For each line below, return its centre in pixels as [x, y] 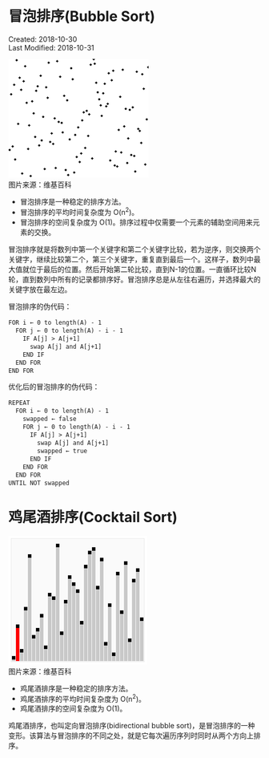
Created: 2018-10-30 [43, 39]
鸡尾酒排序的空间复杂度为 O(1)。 [73, 709]
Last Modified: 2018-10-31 [51, 47]
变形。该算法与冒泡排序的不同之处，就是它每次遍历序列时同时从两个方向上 [131, 736]
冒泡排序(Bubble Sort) [82, 16]
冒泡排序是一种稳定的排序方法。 [72, 201]
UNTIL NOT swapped [39, 483]
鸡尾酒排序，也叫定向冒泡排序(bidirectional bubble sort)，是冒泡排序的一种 [132, 726]
